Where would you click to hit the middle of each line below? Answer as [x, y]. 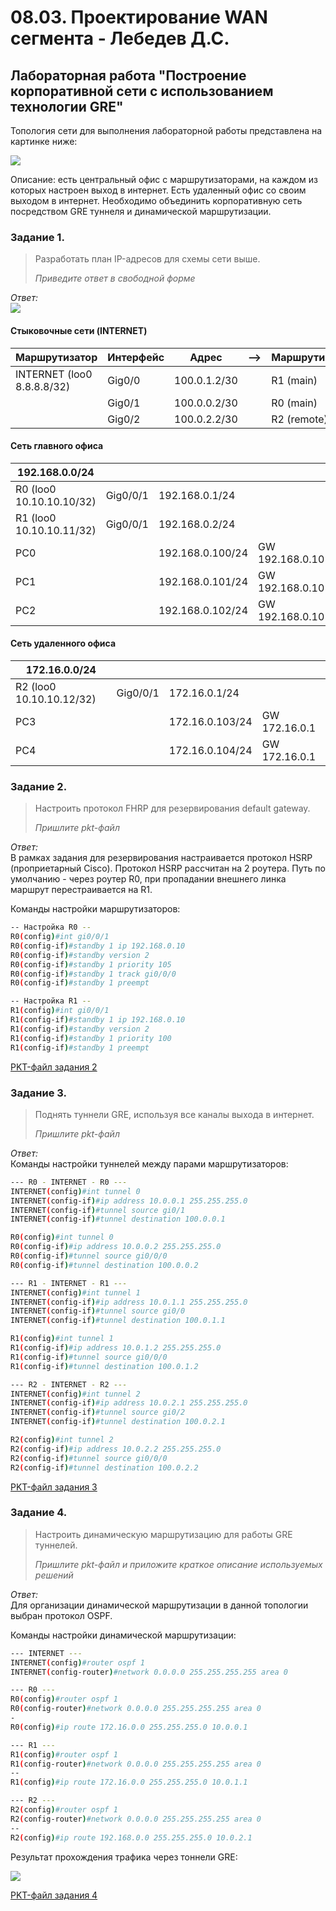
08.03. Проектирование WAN [139, 17]
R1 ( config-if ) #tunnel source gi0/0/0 [89, 1357]
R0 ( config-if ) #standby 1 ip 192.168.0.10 [98, 946]
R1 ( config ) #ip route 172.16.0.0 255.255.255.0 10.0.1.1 [129, 1782]
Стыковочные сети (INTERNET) [79, 330]
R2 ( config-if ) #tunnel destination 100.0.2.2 [104, 1467]
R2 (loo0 [36, 686]
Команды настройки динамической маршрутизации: [123, 1635]
